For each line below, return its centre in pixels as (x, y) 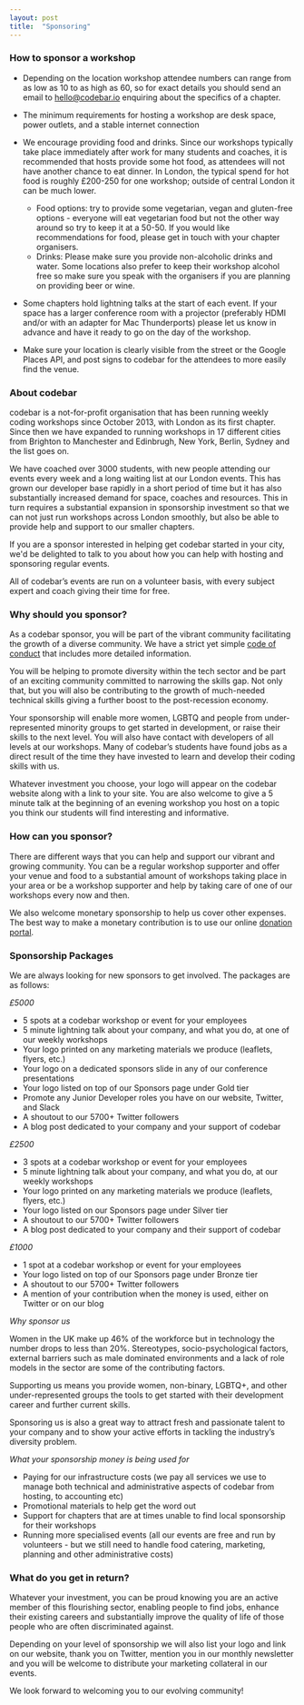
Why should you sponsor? (69, 615)
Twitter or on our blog (63, 1303)
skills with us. (34, 766)
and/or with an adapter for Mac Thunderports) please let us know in (149, 322)
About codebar (43, 392)
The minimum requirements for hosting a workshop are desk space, (149, 115)
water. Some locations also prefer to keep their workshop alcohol (157, 266)
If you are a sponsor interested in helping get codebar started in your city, (147, 545)
